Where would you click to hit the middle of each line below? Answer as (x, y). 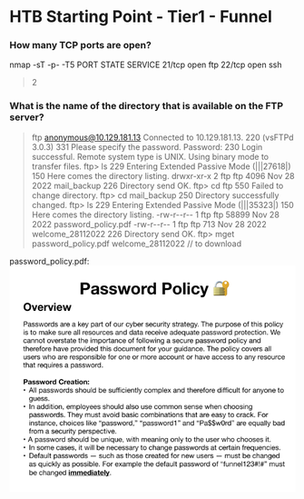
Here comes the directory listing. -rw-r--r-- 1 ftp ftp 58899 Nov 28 (155, 215)
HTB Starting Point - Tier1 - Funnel (141, 17)
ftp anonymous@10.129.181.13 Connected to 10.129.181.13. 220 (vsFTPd (162, 137)
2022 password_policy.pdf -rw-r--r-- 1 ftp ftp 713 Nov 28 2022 (149, 224)
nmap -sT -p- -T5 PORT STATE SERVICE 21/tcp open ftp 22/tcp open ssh (146, 65)
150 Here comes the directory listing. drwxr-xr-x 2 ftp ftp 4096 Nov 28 (163, 175)
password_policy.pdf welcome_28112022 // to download (137, 244)
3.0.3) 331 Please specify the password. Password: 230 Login (147, 146)
